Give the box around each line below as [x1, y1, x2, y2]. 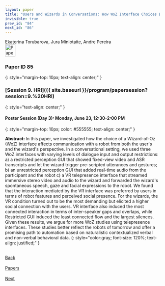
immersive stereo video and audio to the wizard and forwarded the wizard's [5, 177, 158, 183]
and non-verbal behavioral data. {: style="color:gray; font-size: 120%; [5, 234, 146, 240]
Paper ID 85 [5, 63, 33, 70]
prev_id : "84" [5, 21, 34, 26]
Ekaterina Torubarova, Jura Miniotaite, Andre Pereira [5, 39, 111, 45]
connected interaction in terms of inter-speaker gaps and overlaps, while [5, 208, 153, 214]
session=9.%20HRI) [5, 93, 55, 100]
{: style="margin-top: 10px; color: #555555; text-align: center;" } [5, 126, 135, 132]
